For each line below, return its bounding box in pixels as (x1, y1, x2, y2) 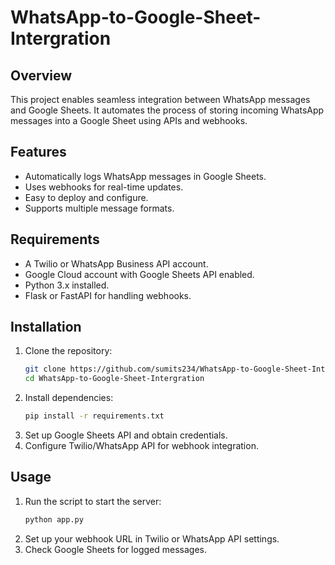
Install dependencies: (24, 392, 114, 404)
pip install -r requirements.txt (24, 411, 165, 421)
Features (10, 144, 67, 161)
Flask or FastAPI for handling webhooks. (24, 289, 192, 301)
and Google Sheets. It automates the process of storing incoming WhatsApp (10, 104, 325, 116)
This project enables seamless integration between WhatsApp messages (10, 94, 311, 105)
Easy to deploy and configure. (24, 191, 149, 203)
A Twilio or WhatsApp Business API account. (24, 257, 209, 270)
